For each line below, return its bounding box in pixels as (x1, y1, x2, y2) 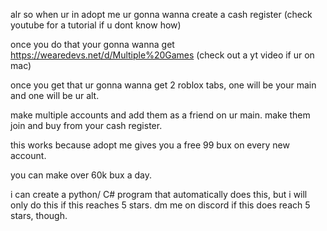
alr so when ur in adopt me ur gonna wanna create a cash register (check (10, 9, 313, 20)
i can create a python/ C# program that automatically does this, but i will (10, 189, 308, 200)
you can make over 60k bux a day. (10, 169, 152, 181)
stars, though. (10, 210, 68, 221)
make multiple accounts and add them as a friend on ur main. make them (10, 109, 311, 121)
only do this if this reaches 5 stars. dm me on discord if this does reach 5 (10, 199, 311, 211)
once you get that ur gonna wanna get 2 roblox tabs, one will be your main (10, 79, 317, 91)
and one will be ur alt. (10, 90, 100, 101)
